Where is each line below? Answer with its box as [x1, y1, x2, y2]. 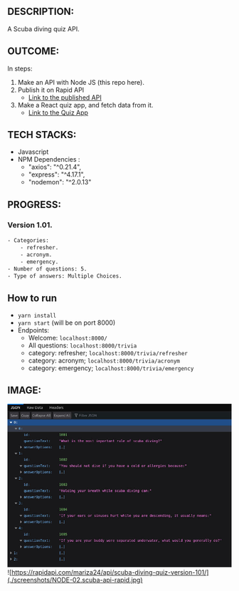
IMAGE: [7, 385, 41, 397]
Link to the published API [28, 93, 102, 102]
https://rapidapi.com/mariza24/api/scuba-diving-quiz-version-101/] [11, 568, 209, 577]
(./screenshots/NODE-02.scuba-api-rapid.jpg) [7, 576, 144, 585]
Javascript [17, 147, 49, 156]
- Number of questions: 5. [7, 266, 87, 273]
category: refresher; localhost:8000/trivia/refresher [28, 348, 188, 357]
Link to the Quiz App [28, 108, 89, 117]
